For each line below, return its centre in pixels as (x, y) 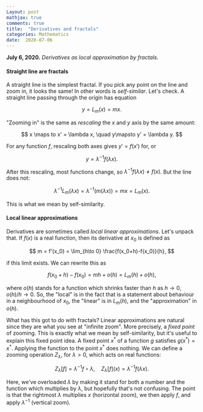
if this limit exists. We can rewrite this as (56, 263)
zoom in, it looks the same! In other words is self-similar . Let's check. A (95, 91)
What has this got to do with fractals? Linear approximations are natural (95, 320)
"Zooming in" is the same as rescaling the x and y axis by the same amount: (101, 123)
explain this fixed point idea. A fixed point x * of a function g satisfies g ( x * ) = (101, 340)
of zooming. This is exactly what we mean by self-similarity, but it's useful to (102, 333)
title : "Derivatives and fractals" (52, 29)
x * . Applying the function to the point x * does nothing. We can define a (95, 348)
